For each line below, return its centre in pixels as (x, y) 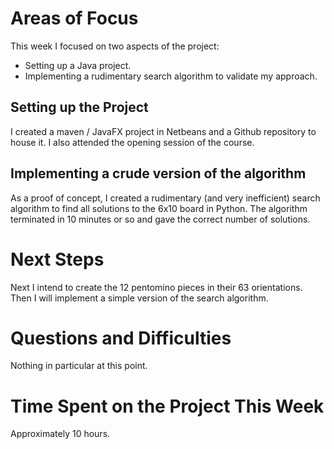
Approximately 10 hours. (60, 434)
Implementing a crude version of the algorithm (158, 173)
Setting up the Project (79, 107)
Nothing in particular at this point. (79, 366)
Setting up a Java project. (78, 65)
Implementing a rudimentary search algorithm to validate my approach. (171, 76)
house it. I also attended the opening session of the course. (132, 142)
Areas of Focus (74, 18)
